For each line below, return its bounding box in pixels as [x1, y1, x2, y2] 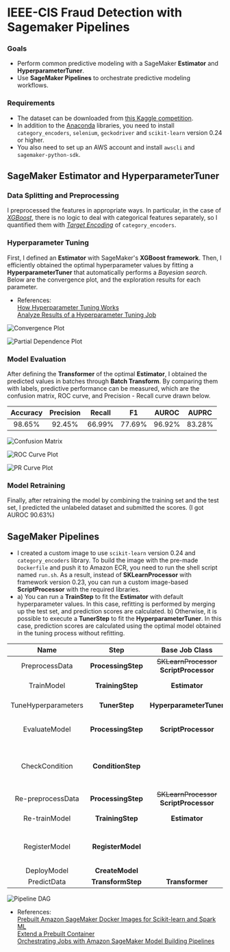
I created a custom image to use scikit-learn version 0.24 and [16, 549, 196, 557]
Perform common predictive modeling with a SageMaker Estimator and [16, 60, 219, 68]
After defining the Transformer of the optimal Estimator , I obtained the [7, 370, 207, 378]
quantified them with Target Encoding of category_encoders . [7, 221, 177, 229]
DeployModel [25, 866, 68, 875]
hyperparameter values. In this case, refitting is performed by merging [16, 600, 216, 608]
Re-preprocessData [14, 794, 79, 803]
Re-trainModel [23, 814, 71, 823]
